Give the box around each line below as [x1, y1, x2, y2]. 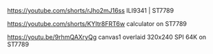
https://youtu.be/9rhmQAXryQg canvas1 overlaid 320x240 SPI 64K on [7, 33, 207, 41]
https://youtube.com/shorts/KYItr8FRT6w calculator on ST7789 [7, 20, 187, 27]
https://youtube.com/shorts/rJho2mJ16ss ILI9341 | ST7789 [7, 7, 174, 14]
